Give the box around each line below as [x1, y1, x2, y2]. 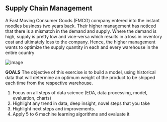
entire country [5, 49, 35, 55]
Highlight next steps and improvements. [12, 105, 96, 111]
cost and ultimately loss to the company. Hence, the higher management [5, 39, 156, 45]
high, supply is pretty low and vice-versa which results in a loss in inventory [5, 33, 162, 39]
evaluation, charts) [12, 95, 52, 101]
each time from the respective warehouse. [5, 80, 93, 86]
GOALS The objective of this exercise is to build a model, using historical [5, 69, 156, 75]
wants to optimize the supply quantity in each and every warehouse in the [5, 44, 158, 50]
